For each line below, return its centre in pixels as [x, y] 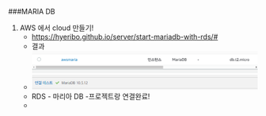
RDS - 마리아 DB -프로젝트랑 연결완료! [91, 96]
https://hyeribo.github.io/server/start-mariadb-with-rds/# [125, 37]
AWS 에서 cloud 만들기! [57, 28]
